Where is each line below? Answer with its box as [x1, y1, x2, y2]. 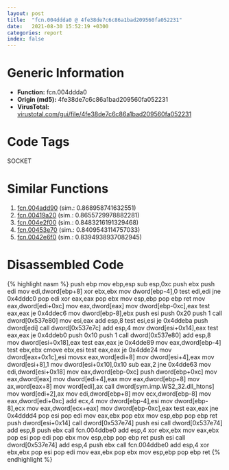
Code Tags [7, 134, 70, 150]
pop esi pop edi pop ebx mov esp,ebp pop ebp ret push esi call [7, 433, 186, 441]
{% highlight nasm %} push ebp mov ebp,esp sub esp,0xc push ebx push [7, 279, 215, 288]
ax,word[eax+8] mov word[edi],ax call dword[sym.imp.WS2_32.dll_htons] [7, 382, 215, 390]
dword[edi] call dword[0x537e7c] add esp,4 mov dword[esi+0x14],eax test [7, 323, 219, 332]
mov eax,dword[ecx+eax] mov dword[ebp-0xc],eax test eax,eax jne [26, 404, 219, 412]
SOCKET [7, 157, 32, 165]
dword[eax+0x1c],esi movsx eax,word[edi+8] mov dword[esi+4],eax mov [7, 352, 215, 361]
